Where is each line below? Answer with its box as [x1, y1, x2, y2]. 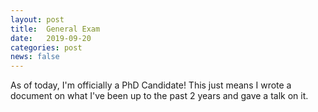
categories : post [10, 42, 83, 53]
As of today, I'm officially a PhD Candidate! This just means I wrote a [10, 79, 292, 91]
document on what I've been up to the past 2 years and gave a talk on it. [10, 90, 309, 102]
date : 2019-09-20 [10, 33, 92, 43]
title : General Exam [10, 24, 101, 34]
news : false [10, 52, 60, 62]
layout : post [10, 14, 65, 25]
